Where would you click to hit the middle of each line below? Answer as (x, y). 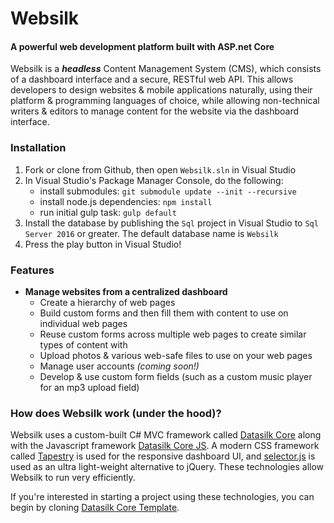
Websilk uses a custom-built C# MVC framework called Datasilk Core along (166, 435)
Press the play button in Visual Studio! (103, 244)
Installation (38, 148)
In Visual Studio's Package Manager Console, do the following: (154, 180)
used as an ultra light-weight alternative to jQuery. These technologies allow (167, 467)
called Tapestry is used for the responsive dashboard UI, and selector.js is (163, 456)
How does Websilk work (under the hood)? (116, 413)
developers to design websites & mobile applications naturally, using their (161, 90)
